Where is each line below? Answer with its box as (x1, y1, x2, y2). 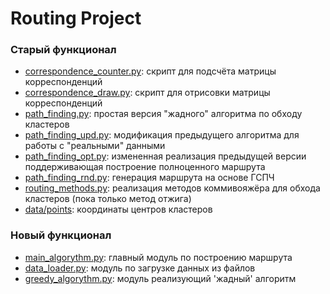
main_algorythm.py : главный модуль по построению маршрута (24, 251, 293, 263)
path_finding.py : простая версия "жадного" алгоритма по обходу (24, 108, 303, 120)
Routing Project (10, 7, 142, 30)
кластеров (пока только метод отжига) (24, 193, 192, 205)
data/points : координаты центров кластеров (24, 203, 213, 216)
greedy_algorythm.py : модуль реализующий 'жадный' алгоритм (24, 272, 297, 284)
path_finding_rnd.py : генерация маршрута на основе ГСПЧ (24, 172, 275, 184)
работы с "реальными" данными (24, 140, 166, 152)
